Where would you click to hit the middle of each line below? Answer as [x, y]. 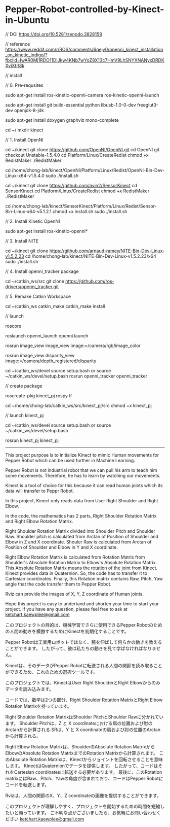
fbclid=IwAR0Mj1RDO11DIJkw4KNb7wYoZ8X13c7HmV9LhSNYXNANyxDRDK [85, 60]
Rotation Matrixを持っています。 [38, 706]
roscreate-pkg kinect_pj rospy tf [39, 395]
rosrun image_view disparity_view [40, 355]
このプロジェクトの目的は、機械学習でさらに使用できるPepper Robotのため [84, 625]
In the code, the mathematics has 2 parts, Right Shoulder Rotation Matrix [81, 515]
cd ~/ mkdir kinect [24, 130]
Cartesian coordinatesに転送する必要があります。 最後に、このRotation [88, 772]
